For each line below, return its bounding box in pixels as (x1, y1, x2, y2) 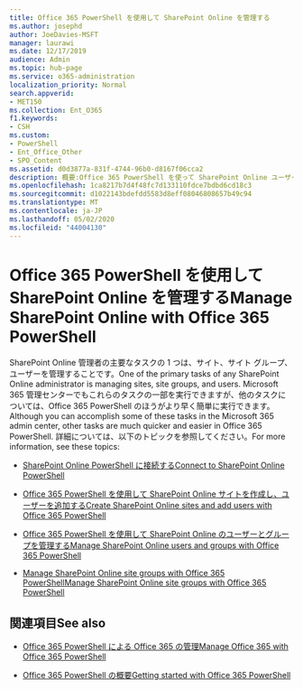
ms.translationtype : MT (9, 198, 99, 208)
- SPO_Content (9, 155, 63, 165)
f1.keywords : (9, 114, 59, 123)
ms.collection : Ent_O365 (9, 106, 103, 115)
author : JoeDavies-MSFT (9, 30, 99, 39)
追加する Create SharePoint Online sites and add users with (53, 500, 272, 511)
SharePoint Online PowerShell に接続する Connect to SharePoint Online (22, 460, 286, 470)
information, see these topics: (9, 442, 120, 452)
